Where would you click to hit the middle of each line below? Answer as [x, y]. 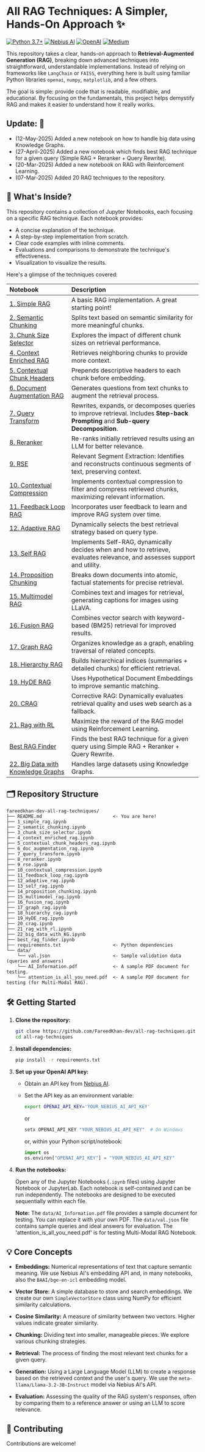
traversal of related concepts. [113, 651]
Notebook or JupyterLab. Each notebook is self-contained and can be [103, 1188]
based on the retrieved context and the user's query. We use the [96, 1378]
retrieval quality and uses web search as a [131, 703]
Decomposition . [95, 428]
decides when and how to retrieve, [121, 550]
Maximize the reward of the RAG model [127, 721]
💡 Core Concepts [39, 1252]
